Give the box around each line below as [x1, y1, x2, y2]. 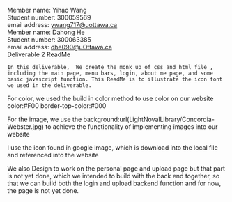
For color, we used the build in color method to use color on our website [7, 94, 214, 102]
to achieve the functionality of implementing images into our [45, 123, 218, 131]
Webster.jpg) [7, 123, 44, 131]
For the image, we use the [7, 115, 82, 123]
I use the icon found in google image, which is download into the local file [7, 143, 218, 152]
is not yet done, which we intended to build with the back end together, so [7, 172, 220, 180]
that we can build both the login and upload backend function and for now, [7, 179, 222, 187]
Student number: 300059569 [7, 13, 91, 22]
